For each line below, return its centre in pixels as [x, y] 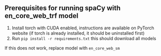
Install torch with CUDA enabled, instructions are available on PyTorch [83, 28]
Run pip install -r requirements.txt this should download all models [84, 38]
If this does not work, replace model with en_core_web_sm [62, 48]
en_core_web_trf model [41, 16]
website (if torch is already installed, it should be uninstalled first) [78, 33]
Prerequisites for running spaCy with [63, 8]
